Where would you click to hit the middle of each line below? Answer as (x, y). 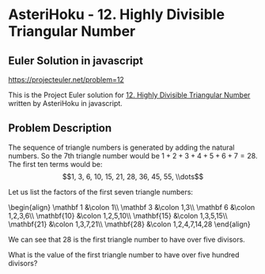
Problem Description (60, 128)
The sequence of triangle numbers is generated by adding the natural (121, 147)
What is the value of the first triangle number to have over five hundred (124, 254)
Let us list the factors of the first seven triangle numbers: (101, 192)
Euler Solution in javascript (76, 61)
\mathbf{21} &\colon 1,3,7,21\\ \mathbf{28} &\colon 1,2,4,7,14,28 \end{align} (129, 224)
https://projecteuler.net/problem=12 (66, 80)
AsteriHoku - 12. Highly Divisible (117, 15)
